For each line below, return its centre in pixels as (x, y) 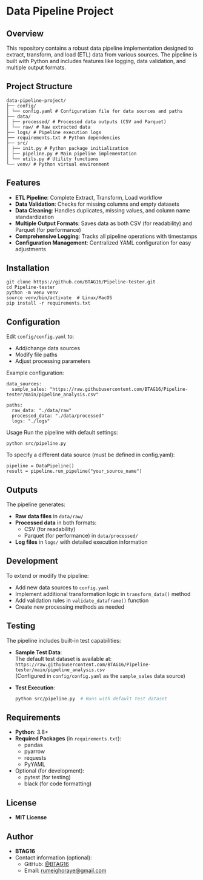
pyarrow (35, 751)
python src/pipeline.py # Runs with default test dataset (91, 699)
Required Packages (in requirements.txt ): (68, 739)
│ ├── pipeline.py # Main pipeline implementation (72, 154)
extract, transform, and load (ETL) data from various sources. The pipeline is (102, 55)
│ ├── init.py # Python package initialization (68, 148)
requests (35, 758)
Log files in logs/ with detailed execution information (81, 542)
